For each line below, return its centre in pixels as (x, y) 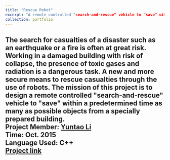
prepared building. (35, 119)
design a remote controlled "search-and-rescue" (84, 95)
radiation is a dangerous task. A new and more (80, 71)
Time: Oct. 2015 (31, 135)
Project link (24, 151)
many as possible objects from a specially (73, 111)
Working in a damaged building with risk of (74, 55)
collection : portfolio (29, 19)
